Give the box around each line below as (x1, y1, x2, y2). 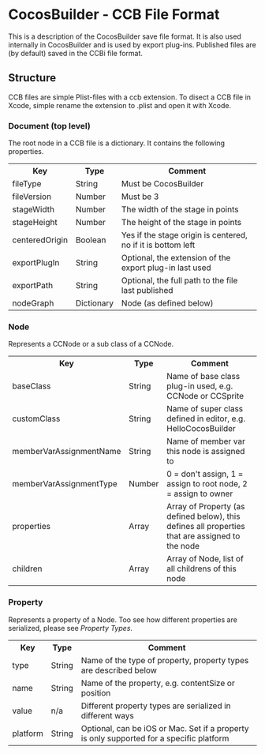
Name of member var (166, 436, 246, 447)
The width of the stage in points (121, 204, 239, 215)
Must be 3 (121, 191, 159, 202)
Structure (8, 71, 57, 84)
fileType (12, 178, 42, 189)
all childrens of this (166, 563, 237, 574)
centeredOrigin (12, 234, 69, 246)
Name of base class (166, 371, 241, 382)
